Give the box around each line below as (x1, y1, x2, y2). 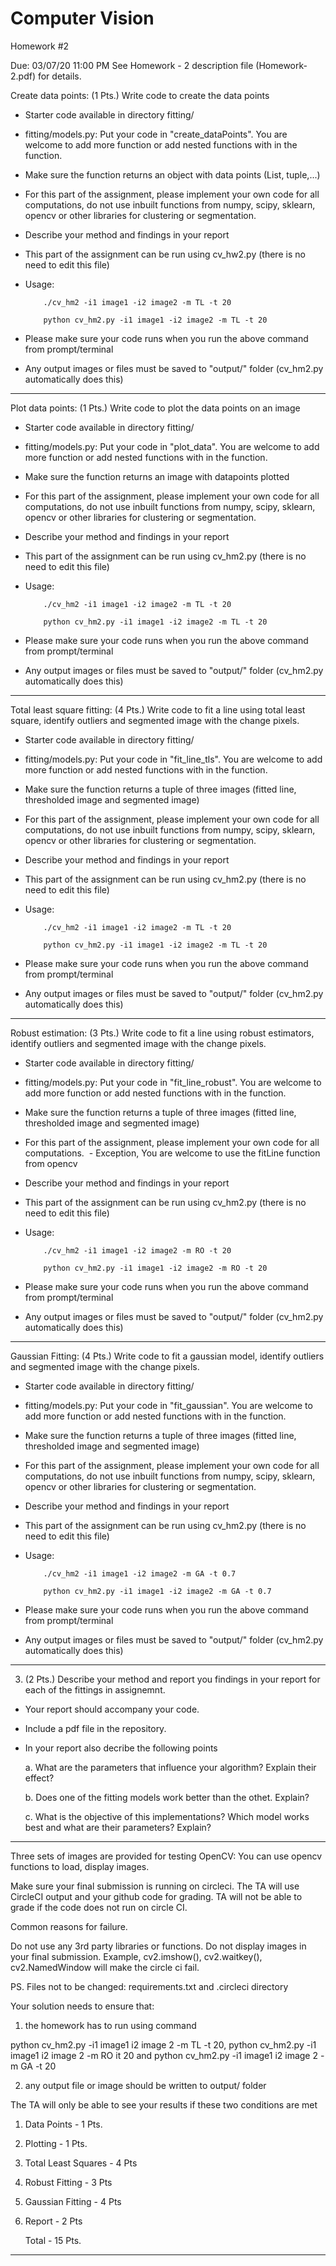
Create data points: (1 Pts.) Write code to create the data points (10, 89, 270, 101)
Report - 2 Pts (24, 2215, 83, 2227)
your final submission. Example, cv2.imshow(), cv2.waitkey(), (10, 1950, 263, 1962)
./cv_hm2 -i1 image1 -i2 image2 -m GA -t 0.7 (43, 1568, 237, 1579)
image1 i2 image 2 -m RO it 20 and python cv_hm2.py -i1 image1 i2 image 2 (10, 2049, 319, 2061)
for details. (37, 70, 82, 82)
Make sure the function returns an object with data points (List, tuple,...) (24, 168, 321, 181)
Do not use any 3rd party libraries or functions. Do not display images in (10, 1940, 307, 1952)
